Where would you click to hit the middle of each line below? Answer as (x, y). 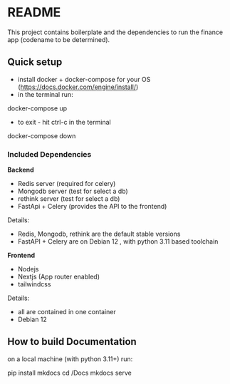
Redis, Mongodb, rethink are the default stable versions (99, 234)
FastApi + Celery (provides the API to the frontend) (92, 207)
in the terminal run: (45, 94)
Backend (21, 170)
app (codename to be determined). (59, 39)
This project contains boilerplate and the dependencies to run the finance (115, 32)
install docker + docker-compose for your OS (84, 79)
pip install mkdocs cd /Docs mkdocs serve (69, 373)
